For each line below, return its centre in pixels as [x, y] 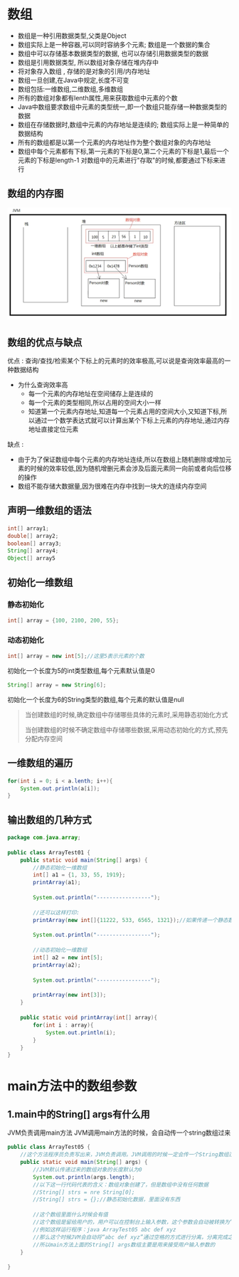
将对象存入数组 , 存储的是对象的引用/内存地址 [84, 71]
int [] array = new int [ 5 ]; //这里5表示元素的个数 [76, 656]
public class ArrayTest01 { [49, 852]
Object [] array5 [31, 558]
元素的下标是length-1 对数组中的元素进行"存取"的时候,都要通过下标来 [118, 160]
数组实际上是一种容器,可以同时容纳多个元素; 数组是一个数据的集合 [114, 44]
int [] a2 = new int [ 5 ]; [68, 958]
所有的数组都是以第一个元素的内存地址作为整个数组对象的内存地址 [114, 142]
